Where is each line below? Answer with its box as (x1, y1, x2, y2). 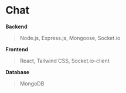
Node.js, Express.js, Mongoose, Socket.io (19, 34, 121, 41)
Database (5, 68, 30, 75)
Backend (5, 23, 28, 30)
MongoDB (19, 80, 45, 87)
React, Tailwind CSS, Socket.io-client (19, 57, 110, 64)
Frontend (5, 45, 29, 53)
